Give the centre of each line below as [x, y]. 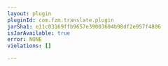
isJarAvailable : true [39, 33]
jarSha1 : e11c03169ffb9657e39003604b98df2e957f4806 [84, 26]
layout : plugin [29, 14]
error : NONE [24, 40]
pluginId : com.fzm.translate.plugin [61, 20]
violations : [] [29, 46]
